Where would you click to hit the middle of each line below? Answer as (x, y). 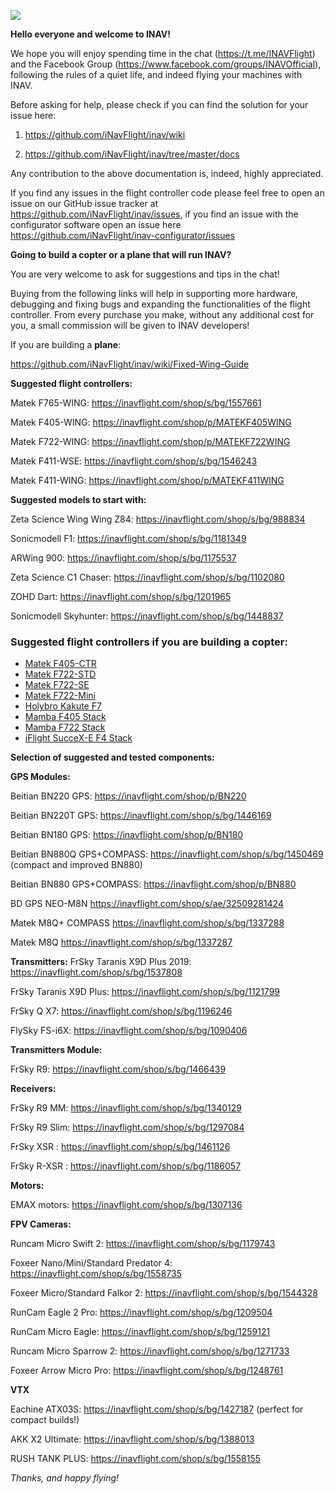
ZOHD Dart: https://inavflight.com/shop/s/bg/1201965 (121, 596)
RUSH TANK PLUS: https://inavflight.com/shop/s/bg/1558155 (136, 1459)
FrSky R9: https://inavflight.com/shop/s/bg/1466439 (118, 1069)
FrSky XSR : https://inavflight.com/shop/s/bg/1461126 (120, 1147)
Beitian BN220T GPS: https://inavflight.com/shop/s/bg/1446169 (141, 816)
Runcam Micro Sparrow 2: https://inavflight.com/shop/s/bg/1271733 (150, 1351)
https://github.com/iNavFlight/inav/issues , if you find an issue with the (154, 214)
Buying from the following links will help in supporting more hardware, (154, 293)
